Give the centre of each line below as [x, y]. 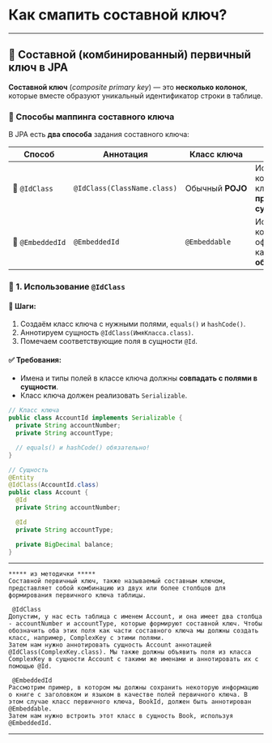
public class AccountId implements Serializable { [96, 418]
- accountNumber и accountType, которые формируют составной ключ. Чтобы [136, 624]
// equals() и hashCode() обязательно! [83, 448]
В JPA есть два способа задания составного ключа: [99, 135]
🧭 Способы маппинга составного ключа [91, 117]
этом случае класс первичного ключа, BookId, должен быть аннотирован [130, 702]
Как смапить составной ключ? [118, 15]
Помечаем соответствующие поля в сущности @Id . [109, 341]
